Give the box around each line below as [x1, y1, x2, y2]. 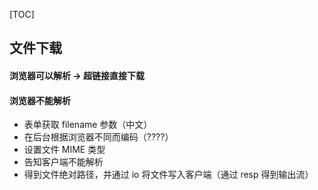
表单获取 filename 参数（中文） [23, 119, 153, 131]
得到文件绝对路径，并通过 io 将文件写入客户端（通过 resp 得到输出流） [23, 169, 314, 181]
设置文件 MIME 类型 [23, 144, 106, 156]
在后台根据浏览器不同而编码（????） [23, 131, 174, 143]
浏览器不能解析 [9, 94, 71, 106]
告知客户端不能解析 [23, 156, 104, 168]
